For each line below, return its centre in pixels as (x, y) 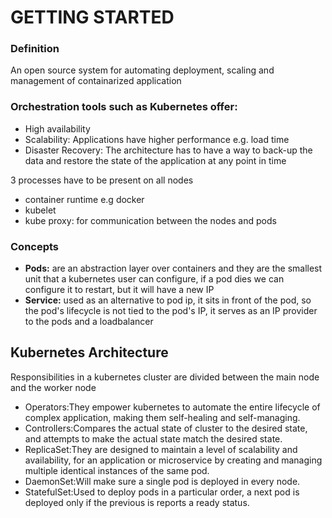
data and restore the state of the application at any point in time (155, 160)
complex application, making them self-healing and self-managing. (162, 417)
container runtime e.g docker (84, 199)
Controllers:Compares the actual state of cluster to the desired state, (166, 428)
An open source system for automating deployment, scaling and (142, 70)
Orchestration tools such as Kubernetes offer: (124, 107)
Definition (35, 49)
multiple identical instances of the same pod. (117, 470)
